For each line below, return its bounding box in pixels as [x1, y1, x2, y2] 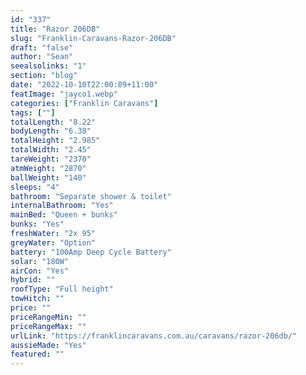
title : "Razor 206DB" [10, 24, 101, 34]
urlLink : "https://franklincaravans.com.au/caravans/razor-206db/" [10, 331, 298, 341]
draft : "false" [10, 42, 74, 53]
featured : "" [10, 349, 65, 360]
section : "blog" [10, 71, 78, 81]
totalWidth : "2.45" [10, 145, 92, 155]
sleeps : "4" [10, 182, 60, 192]
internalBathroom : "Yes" [10, 201, 114, 211]
